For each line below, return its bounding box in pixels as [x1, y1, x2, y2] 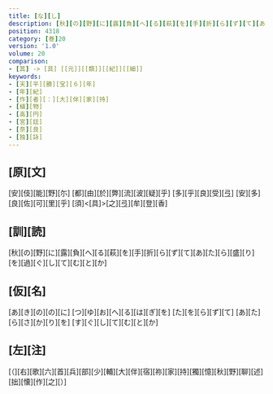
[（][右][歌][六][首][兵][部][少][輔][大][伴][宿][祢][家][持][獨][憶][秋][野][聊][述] [8, 366, 264, 376]
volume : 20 [8, 50, 45, 58]
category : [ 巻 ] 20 [8, 34, 67, 43]
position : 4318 [8, 27, 60, 35]
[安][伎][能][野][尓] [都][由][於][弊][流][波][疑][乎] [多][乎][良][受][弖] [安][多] [8, 188, 262, 198]
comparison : [8, 58, 49, 66]
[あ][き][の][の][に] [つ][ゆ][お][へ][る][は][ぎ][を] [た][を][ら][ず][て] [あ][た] [8, 307, 262, 317]
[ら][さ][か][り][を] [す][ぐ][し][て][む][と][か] [8, 317, 158, 327]
